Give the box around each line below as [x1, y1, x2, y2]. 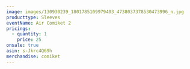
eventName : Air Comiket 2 [6, 20, 71, 26]
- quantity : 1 [11, 31, 47, 37]
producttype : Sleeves [6, 14, 61, 20]
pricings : [6, 25, 31, 32]
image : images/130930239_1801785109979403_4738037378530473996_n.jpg [6, 8, 185, 15]
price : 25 [17, 37, 42, 43]
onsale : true [6, 43, 39, 49]
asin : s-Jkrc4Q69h [6, 48, 52, 54]
